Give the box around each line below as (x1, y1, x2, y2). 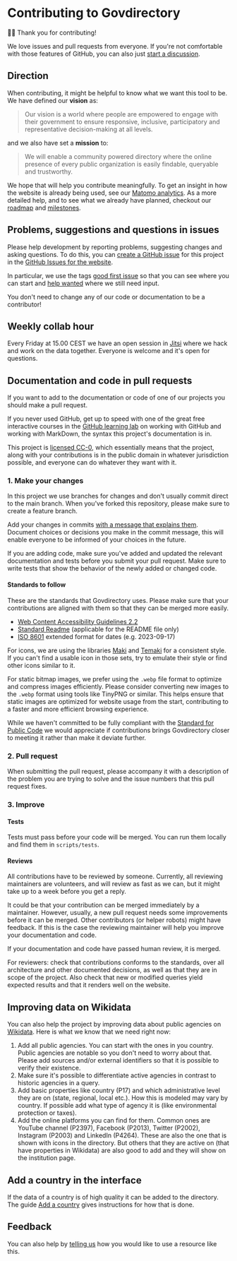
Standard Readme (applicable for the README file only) (17, 625, 180, 633)
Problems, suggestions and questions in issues (7, 224, 220, 236)
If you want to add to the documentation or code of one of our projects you (7, 393, 226, 402)
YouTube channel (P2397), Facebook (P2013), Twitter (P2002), (17, 1124, 201, 1132)
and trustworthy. (24, 167, 73, 176)
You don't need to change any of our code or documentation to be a (7, 292, 206, 301)
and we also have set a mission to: (7, 138, 109, 147)
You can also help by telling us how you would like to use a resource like (7, 1239, 217, 1248)
